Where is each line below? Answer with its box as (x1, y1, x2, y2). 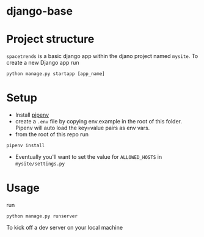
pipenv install (6, 142, 45, 149)
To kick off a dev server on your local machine (6, 224, 123, 231)
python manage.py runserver (6, 213, 78, 219)
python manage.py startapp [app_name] (6, 71, 105, 77)
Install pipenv (15, 111, 49, 119)
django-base (6, 4, 73, 18)
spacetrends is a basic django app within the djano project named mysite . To (6, 53, 199, 60)
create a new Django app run (6, 59, 79, 67)
